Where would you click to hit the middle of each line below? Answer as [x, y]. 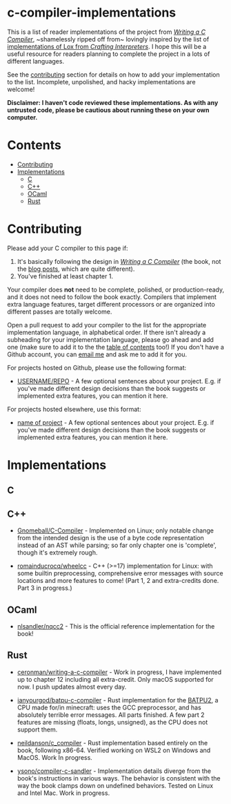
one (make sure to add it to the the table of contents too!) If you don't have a [115, 347]
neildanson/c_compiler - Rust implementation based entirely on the [112, 743]
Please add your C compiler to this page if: [68, 248]
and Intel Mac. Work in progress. [63, 793]
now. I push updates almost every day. [72, 687]
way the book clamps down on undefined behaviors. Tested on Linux [115, 785]
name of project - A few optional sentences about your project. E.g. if [115, 422]
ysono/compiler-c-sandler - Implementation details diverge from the [114, 771]
